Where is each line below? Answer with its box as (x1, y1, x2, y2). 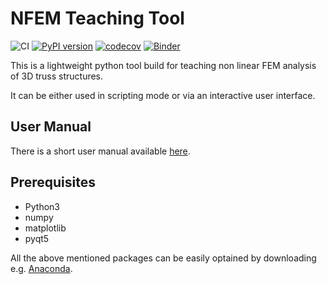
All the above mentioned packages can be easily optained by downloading (10, 252, 317, 264)
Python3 (24, 200, 60, 212)
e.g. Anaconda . (10, 262, 73, 274)
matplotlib (24, 222, 67, 234)
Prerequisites (10, 174, 96, 191)
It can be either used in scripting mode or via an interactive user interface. (10, 89, 316, 101)
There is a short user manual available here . (10, 145, 191, 157)
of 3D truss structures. (10, 70, 104, 82)
